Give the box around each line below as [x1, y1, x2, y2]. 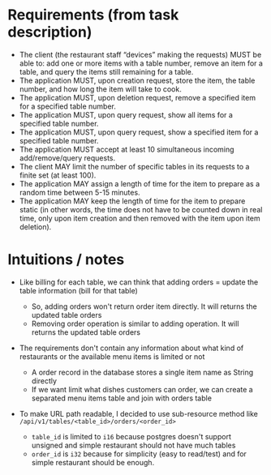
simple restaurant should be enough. [31, 457, 155, 467]
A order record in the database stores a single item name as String [31, 367, 254, 377]
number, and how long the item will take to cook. [19, 83, 182, 94]
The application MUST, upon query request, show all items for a [19, 109, 233, 119]
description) [7, 23, 92, 41]
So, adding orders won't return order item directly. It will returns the [31, 302, 257, 311]
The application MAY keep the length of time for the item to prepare [19, 196, 246, 206]
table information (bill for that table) [19, 285, 139, 295]
